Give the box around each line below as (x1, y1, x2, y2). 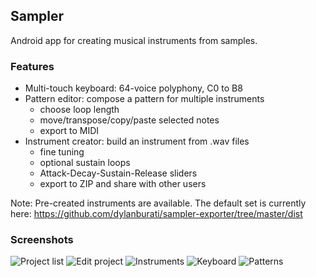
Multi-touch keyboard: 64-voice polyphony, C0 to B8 (24, 82, 243, 94)
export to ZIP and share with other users (39, 178, 207, 190)
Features (10, 59, 55, 73)
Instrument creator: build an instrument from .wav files (24, 135, 250, 148)
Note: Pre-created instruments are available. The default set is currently (10, 197, 307, 209)
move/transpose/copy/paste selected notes (39, 114, 220, 126)
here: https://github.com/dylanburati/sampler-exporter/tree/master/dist (10, 208, 303, 220)
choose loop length (39, 104, 120, 116)
